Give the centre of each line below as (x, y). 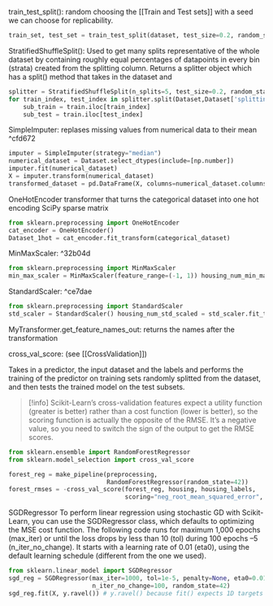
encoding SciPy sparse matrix (58, 207)
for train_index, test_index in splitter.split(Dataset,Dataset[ (121, 99)
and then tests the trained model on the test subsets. (97, 386)
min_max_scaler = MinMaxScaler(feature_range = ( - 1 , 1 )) (103, 276)
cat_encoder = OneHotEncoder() (61, 230)
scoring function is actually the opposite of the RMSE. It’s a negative (142, 420)
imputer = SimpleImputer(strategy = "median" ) (85, 154)
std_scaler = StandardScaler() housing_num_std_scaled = (107, 314)
